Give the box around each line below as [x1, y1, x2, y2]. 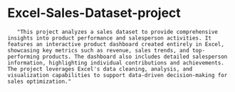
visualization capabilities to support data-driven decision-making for [7, 71, 228, 79]
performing [7, 53, 40, 60]
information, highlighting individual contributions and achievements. [7, 59, 224, 67]
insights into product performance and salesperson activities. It [7, 34, 212, 42]
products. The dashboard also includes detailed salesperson [42, 53, 228, 60]
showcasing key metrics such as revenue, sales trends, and [7, 47, 190, 54]
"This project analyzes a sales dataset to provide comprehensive [16, 28, 219, 35]
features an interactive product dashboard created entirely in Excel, [7, 40, 224, 47]
